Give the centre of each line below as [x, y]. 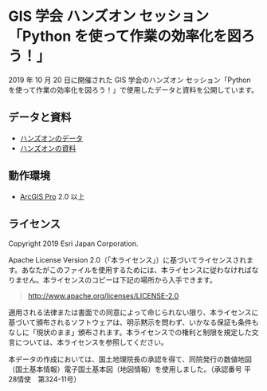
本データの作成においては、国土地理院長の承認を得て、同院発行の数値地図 [130, 359]
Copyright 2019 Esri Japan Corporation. [73, 243]
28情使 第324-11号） [45, 379]
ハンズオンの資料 [48, 148]
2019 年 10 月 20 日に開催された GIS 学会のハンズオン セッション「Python [130, 80]
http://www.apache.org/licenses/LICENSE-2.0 [103, 296]
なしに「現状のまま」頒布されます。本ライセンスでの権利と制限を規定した [130, 333]
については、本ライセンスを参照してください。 [92, 342]
